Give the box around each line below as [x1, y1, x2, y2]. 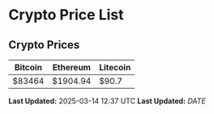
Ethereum [52, 62, 92, 73]
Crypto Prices [8, 38, 80, 52]
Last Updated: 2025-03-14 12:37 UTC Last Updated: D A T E [8, 96, 207, 106]
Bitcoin [14, 62, 43, 73]
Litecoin [98, 62, 131, 73]
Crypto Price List [8, 6, 124, 24]
